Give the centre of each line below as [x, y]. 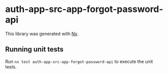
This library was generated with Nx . [42, 33]
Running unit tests [34, 49]
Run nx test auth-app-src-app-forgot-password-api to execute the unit [79, 61]
